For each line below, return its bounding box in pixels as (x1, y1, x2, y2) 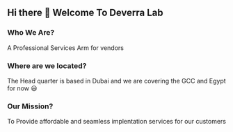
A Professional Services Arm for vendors (7, 43, 124, 52)
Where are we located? (7, 60, 87, 70)
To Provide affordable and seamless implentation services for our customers (7, 117, 226, 126)
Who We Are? (7, 28, 55, 38)
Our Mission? (7, 101, 54, 111)
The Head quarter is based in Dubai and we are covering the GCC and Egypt (7, 76, 226, 85)
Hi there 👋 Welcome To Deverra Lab (7, 7, 163, 19)
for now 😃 (7, 84, 38, 92)
